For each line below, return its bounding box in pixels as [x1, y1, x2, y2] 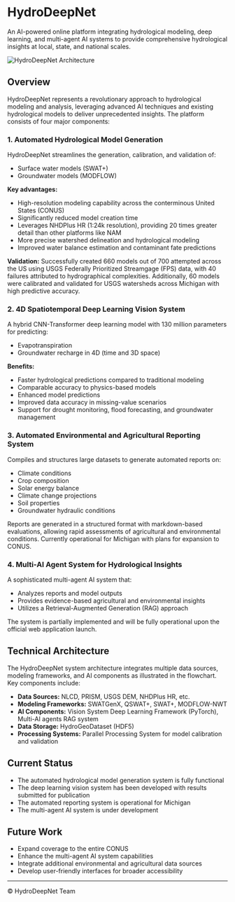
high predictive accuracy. [7, 287, 80, 295]
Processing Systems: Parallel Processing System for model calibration [17, 730, 222, 738]
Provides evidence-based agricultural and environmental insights [17, 596, 206, 605]
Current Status [7, 758, 73, 770]
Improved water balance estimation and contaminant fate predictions [17, 243, 216, 252]
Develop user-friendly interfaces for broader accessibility [17, 867, 183, 875]
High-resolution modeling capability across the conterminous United [17, 199, 215, 207]
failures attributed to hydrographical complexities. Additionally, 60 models [7, 272, 220, 280]
